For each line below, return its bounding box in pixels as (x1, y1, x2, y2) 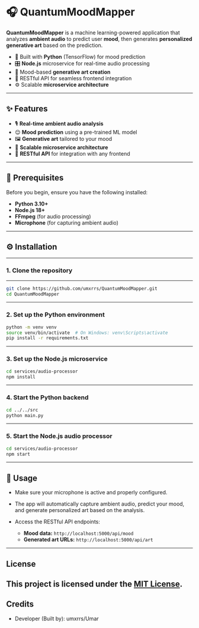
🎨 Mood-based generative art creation (14, 68, 111, 75)
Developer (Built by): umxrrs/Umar (14, 615, 99, 622)
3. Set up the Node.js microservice (6, 355, 108, 363)
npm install (6, 374, 36, 380)
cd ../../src (6, 407, 38, 413)
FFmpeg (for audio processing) (14, 213, 91, 220)
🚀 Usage (6, 473, 37, 483)
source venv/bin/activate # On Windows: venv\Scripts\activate (6, 330, 168, 336)
